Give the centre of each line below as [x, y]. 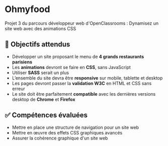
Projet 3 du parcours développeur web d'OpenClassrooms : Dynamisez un [82, 23]
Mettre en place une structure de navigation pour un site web [75, 127]
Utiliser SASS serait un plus [40, 72]
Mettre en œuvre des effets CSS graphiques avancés [67, 132]
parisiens [22, 62]
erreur [19, 89]
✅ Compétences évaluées [46, 115]
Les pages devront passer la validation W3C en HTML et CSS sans [82, 83]
